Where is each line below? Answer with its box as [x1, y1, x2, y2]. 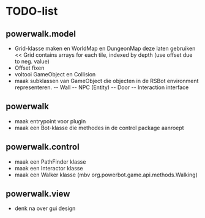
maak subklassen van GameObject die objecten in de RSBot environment [14, 78, 199, 84]
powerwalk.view [6, 189, 70, 199]
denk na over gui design [14, 205, 76, 212]
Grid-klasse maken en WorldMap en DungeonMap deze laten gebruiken [14, 45, 196, 52]
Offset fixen [14, 64, 45, 71]
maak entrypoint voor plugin [14, 117, 86, 125]
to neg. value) [14, 58, 50, 65]
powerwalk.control [6, 142, 80, 152]
